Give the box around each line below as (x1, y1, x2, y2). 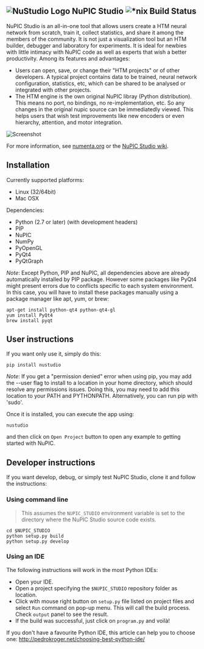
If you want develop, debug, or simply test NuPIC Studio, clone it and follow (6, 474, 196, 481)
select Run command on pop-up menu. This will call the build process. (15, 604, 191, 611)
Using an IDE (6, 552, 44, 561)
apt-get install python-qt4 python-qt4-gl (6, 307, 116, 313)
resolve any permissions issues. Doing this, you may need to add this (6, 386, 180, 393)
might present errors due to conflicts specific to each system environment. (6, 282, 194, 289)
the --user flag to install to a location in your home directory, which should (6, 380, 193, 387)
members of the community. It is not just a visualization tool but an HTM (6, 35, 187, 43)
